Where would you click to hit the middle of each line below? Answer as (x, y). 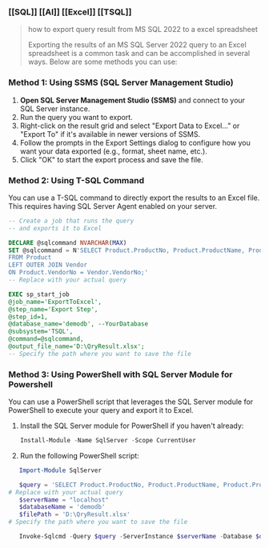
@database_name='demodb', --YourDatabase (78, 324)
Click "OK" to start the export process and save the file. (111, 159)
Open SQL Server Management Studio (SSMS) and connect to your (132, 100)
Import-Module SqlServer (60, 470)
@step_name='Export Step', (53, 309)
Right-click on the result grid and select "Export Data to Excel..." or (130, 126)
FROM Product (30, 258)
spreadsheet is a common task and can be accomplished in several (139, 54)
